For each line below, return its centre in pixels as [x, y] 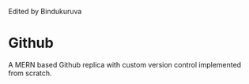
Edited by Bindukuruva [45, 11]
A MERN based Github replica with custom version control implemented [125, 64]
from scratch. [30, 73]
